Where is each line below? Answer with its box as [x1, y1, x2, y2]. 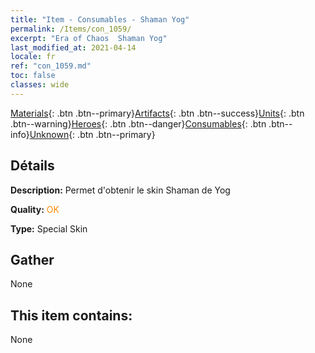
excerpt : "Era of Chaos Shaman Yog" [10, 33, 168, 43]
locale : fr [10, 52, 56, 62]
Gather [10, 251, 55, 268]
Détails [10, 157, 55, 175]
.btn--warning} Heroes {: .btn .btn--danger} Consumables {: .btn [10, 117, 267, 130]
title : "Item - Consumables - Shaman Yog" [10, 14, 190, 25]
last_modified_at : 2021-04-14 [10, 42, 137, 53]
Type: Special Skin [10, 222, 88, 235]
